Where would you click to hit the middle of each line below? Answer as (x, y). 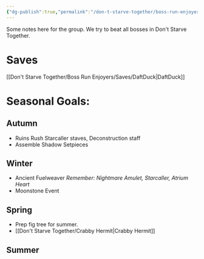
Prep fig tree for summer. (46, 225)
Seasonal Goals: (48, 101)
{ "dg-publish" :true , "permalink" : (49, 12)
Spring (19, 210)
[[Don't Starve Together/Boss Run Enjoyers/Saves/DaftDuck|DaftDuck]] (96, 77)
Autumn (22, 124)
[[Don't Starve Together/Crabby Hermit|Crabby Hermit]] (85, 231)
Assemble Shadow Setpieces (52, 144)
